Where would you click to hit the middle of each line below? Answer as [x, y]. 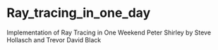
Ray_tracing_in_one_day [79, 13]
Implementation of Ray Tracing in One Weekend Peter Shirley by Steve [109, 32]
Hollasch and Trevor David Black [54, 39]
